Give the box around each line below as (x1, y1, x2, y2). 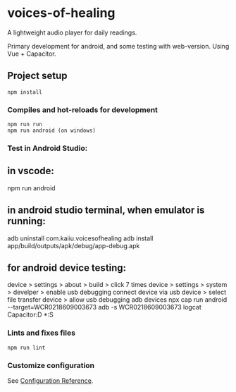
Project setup (7, 70, 68, 82)
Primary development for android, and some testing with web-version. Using (7, 42, 230, 50)
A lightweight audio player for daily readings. (7, 28, 137, 37)
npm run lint (7, 344, 46, 351)
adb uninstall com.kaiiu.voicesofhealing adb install (7, 234, 154, 243)
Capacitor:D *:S (7, 310, 54, 319)
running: (7, 215, 46, 227)
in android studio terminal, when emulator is (7, 204, 205, 216)
